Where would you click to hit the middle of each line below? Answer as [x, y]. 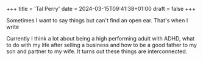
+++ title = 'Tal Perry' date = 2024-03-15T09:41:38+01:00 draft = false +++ [101, 9]
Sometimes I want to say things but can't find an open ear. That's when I [97, 20]
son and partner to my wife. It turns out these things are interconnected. [97, 51]
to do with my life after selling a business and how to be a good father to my [101, 45]
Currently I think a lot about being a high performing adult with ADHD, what [101, 38]
